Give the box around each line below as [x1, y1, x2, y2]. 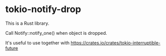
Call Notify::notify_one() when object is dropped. [5, 30, 107, 36]
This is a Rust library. [5, 20, 50, 26]
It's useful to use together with [5, 39, 70, 46]
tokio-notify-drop [5, 4, 81, 15]
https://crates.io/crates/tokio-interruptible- [70, 39, 161, 46]
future [5, 45, 18, 51]
